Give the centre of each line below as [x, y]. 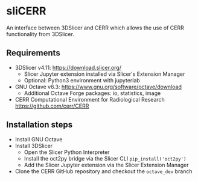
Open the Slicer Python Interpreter [67, 152]
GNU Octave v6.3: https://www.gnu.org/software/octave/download [98, 87]
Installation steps [40, 125]
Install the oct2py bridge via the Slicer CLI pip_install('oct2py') [105, 158]
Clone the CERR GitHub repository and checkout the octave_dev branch [104, 171]
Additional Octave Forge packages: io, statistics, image [92, 93]
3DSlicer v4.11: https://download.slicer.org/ [68, 67]
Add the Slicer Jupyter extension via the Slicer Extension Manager [106, 165]
